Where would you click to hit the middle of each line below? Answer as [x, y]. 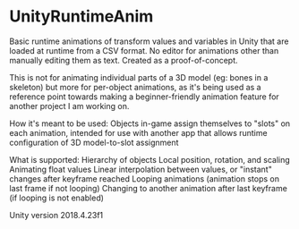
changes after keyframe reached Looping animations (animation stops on [145, 178]
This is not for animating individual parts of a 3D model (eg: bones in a [139, 77]
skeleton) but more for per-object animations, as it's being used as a [135, 87]
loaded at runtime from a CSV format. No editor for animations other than [144, 50]
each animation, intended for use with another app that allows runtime [138, 132]
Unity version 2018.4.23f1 [56, 215]
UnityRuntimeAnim [81, 17]
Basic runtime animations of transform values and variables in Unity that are [149, 41]
